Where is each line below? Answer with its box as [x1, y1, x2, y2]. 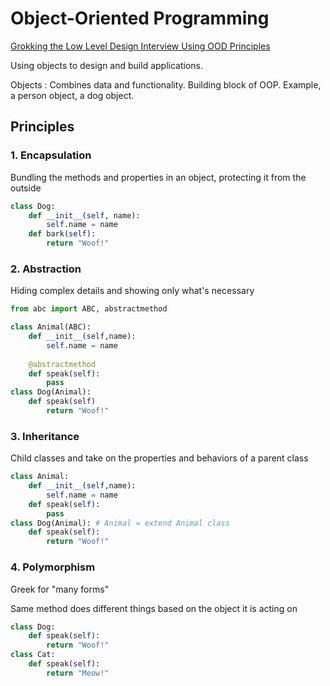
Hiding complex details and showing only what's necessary [10, 285, 255, 297]
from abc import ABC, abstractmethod [10, 304, 168, 314]
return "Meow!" [46, 668, 110, 678]
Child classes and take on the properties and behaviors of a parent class [10, 452, 309, 464]
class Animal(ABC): [10, 322, 92, 332]
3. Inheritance [10, 429, 80, 443]
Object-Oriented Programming [10, 7, 270, 30]
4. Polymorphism [10, 560, 96, 574]
